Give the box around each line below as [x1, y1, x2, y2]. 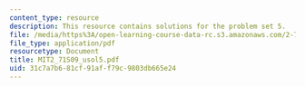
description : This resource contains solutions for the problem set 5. [9, 22, 286, 31]
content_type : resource [9, 13, 100, 23]
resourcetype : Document [9, 47, 100, 56]
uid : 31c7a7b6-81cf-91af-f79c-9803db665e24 [9, 64, 177, 73]
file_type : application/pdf [9, 38, 116, 48]
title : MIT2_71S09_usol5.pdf [9, 55, 120, 64]
